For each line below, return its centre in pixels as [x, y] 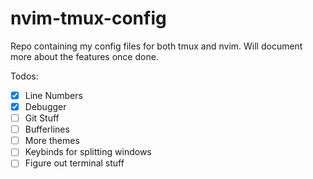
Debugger [45, 106]
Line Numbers [53, 95]
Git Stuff [42, 118]
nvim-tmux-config [88, 18]
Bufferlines [47, 129]
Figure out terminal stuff [74, 163]
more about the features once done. [84, 56]
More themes [52, 141]
